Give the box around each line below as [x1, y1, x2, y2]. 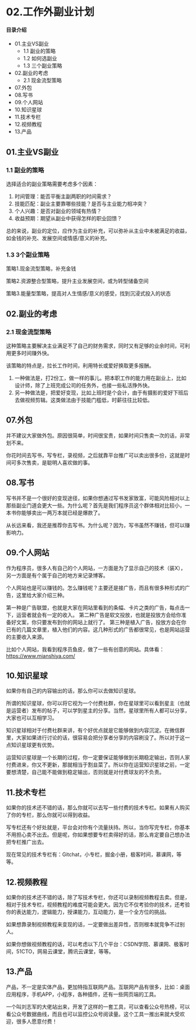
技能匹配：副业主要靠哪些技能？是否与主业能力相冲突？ [14, 200, 148, 207]
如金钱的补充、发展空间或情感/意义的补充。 [6, 235, 111, 242]
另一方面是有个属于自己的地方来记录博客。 [6, 572, 108, 579]
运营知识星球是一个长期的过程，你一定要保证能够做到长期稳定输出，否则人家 [6, 754, 190, 761]
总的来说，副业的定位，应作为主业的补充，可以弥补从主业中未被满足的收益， [6, 227, 190, 234]
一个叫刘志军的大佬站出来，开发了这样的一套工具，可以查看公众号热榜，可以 [6, 1003, 190, 1010]
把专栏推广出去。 [6, 838, 47, 845]
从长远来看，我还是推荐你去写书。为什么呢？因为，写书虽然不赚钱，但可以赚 [6, 521, 190, 528]
